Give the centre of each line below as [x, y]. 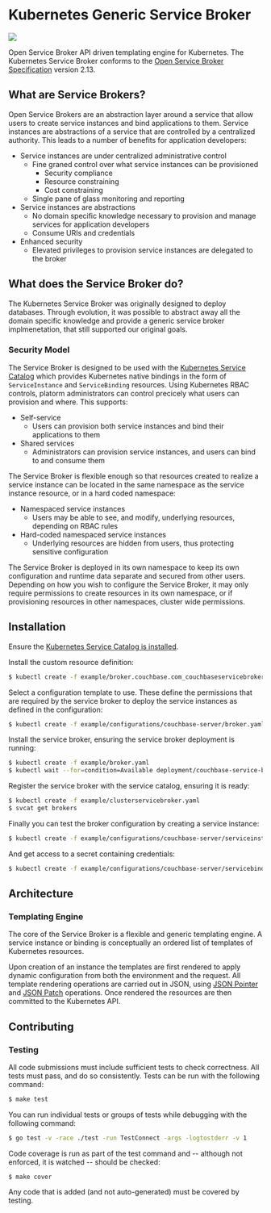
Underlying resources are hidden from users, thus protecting [133, 543]
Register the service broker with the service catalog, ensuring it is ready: [129, 786]
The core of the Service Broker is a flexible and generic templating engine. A [135, 935]
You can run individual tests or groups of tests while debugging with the [128, 1115]
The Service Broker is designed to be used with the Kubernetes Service [127, 367]
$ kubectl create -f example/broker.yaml [79, 763]
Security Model [39, 350]
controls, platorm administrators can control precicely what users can [124, 393]
